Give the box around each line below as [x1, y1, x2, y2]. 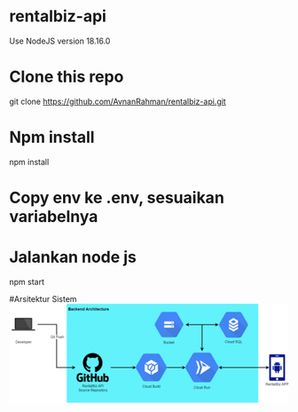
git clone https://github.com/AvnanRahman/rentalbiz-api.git [9, 96, 226, 107]
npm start [9, 276, 45, 287]
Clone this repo [9, 67, 124, 87]
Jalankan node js [9, 247, 137, 267]
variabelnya [9, 207, 98, 226]
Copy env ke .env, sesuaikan [9, 188, 224, 208]
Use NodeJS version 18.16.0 [9, 36, 111, 46]
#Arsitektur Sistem [9, 293, 77, 304]
